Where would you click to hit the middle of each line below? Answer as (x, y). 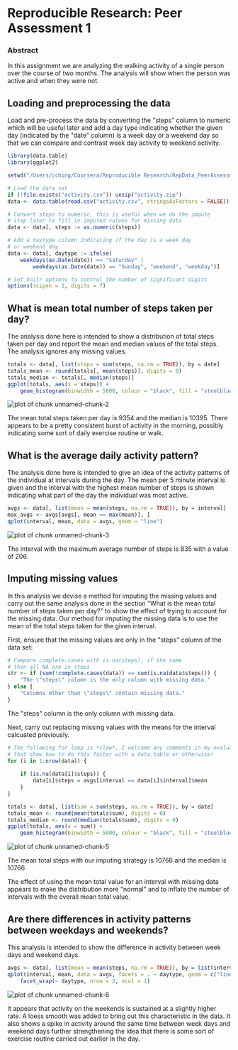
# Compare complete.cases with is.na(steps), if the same (95, 660)
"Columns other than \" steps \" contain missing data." (103, 694)
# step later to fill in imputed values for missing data (95, 221)
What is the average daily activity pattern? (103, 455)
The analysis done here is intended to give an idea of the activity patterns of (119, 473)
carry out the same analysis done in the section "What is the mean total (112, 603)
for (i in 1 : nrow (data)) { (47, 761)
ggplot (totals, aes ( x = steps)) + (58, 384)
